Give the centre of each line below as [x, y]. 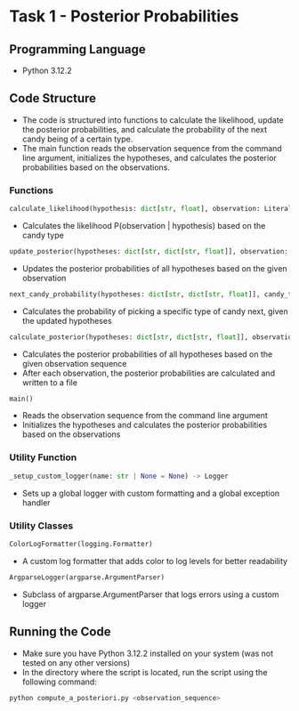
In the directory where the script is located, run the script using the [145, 672]
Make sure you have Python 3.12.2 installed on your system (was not [148, 653]
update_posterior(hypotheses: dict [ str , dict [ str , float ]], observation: [149, 251]
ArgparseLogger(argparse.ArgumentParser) [87, 577]
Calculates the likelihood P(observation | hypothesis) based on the [144, 225]
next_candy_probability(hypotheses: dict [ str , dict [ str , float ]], [135, 294]
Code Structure [53, 98]
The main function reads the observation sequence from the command [152, 148]
